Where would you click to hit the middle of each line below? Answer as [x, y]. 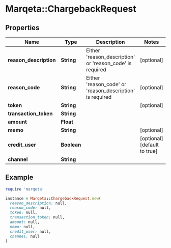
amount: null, [25, 222]
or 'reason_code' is [109, 63]
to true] [149, 151]
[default [149, 145]
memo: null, [23, 227]
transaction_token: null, [37, 217]
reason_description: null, [38, 203]
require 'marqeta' [25, 189]
